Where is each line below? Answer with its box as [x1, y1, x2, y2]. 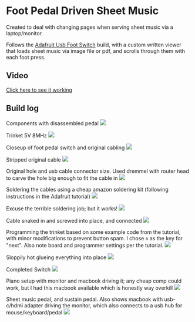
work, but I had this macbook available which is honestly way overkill [6, 284, 173, 291]
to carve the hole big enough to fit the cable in [6, 175, 119, 182]
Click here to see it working [6, 86, 72, 93]
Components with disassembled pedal [6, 119, 99, 127]
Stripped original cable [6, 156, 61, 163]
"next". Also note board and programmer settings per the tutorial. [6, 241, 164, 249]
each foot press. [6, 53, 46, 61]
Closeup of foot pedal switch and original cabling [6, 144, 125, 151]
